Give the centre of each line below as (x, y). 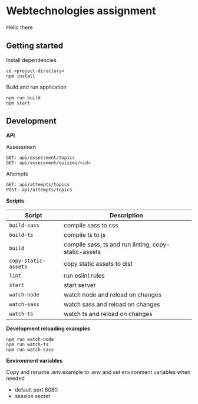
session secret (32, 396)
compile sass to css (91, 225)
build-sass (24, 225)
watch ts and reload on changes (108, 314)
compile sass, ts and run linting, (108, 245)
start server (80, 285)
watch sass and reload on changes (112, 304)
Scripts (15, 201)
